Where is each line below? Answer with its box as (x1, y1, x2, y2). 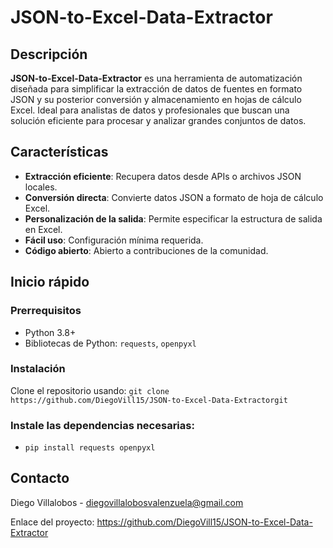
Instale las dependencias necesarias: (10, 418, 195, 432)
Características (10, 144, 109, 161)
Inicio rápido (10, 274, 90, 291)
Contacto (10, 470, 70, 487)
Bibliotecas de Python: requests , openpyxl (24, 337, 197, 349)
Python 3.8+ (24, 326, 77, 338)
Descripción (10, 46, 88, 63)
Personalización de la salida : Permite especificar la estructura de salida (24, 212, 323, 225)
